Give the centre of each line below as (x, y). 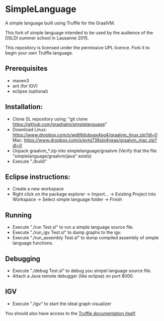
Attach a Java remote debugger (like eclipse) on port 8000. (73, 276)
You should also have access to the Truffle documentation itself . (71, 313)
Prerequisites (26, 69)
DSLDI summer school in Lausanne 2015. (47, 38)
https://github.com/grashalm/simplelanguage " (60, 124)
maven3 (21, 80)
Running (19, 215)
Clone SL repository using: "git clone (50, 119)
